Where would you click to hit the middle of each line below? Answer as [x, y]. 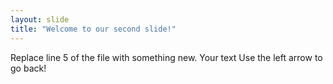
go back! [28, 68]
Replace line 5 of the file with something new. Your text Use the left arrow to [166, 57]
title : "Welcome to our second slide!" [93, 29]
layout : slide [40, 19]
